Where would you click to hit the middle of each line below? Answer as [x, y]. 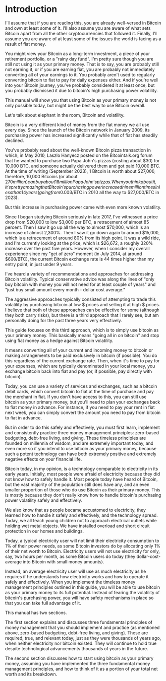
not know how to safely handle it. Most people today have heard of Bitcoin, [82, 479]
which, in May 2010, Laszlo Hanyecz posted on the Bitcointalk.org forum [79, 155]
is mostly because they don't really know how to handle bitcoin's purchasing [83, 495]
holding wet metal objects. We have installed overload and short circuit [78, 526]
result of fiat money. [26, 44]
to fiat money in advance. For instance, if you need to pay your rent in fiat [80, 407]
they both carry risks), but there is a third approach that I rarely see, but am [82, 315]
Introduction [31, 9]
